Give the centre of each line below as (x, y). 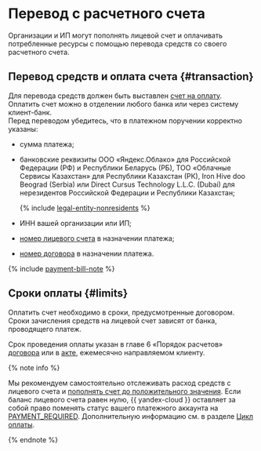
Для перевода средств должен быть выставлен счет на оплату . (115, 96)
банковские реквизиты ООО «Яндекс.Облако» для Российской (125, 159)
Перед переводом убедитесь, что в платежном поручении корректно (125, 120)
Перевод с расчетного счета (107, 14)
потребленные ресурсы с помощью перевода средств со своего (118, 43)
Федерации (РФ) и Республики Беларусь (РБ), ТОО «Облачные (125, 167)
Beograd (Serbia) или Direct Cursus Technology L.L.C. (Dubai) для (127, 184)
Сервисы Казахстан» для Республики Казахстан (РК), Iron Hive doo (132, 176)
